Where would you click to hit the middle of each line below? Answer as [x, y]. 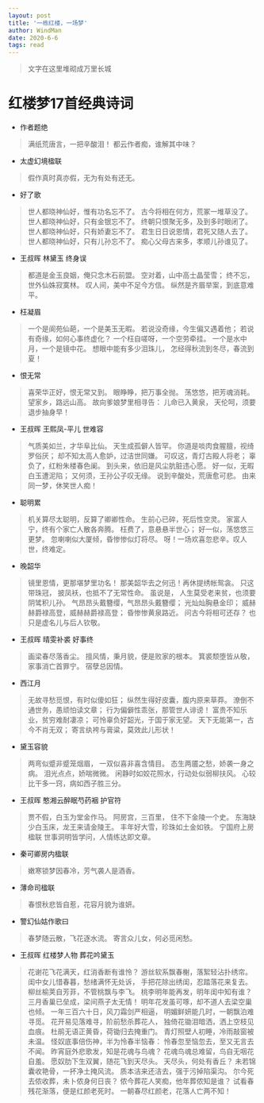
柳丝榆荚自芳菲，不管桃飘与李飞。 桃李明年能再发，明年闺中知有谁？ [140, 992]
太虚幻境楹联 [40, 161]
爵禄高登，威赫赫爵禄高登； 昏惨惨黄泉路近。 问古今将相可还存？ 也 [145, 613]
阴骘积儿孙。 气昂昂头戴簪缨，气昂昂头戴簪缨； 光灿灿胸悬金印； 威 [138, 603]
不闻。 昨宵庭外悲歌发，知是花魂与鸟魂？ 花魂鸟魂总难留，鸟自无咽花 [141, 1051]
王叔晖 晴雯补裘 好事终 [56, 639]
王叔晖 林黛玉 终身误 [53, 258]
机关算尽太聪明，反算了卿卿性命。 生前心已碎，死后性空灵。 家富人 [137, 519]
